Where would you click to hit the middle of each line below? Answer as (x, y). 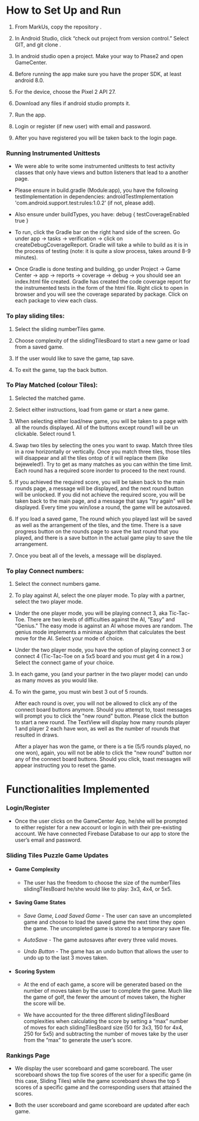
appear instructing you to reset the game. (65, 765)
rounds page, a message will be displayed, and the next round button (99, 488)
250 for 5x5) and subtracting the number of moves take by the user (106, 1034)
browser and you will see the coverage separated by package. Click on (101, 294)
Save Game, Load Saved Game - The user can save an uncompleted (107, 915)
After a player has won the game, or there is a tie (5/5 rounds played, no (102, 747)
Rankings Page (28, 1056)
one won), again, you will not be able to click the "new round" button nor (103, 753)
